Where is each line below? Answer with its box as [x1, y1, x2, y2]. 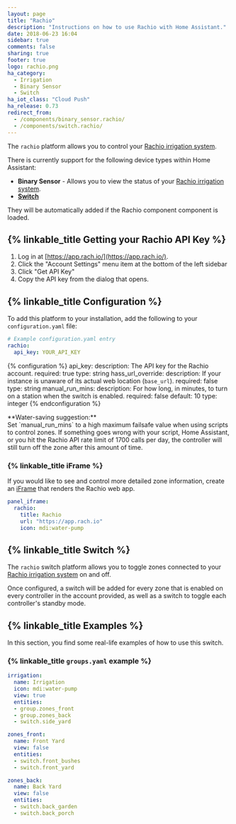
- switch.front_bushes [13, 757, 81, 764]
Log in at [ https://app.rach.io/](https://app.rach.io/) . [17, 252, 169, 261]
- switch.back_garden [13, 803, 78, 811]
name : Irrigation [13, 679, 65, 686]
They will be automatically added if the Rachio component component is [7, 205, 218, 214]
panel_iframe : [7, 498, 50, 505]
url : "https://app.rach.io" [20, 518, 103, 525]
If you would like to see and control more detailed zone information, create [7, 477, 225, 485]
